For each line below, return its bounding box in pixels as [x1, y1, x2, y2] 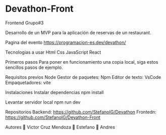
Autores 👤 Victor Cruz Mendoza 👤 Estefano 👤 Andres [5, 124, 115, 130]
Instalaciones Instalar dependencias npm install [5, 89, 104, 95]
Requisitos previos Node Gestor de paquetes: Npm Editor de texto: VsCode [5, 74, 161, 80]
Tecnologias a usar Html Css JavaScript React [5, 49, 101, 55]
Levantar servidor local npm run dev [5, 99, 81, 105]
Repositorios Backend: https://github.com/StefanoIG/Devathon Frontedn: [5, 109, 156, 115]
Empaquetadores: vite [5, 79, 51, 85]
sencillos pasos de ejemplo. [5, 64, 63, 70]
